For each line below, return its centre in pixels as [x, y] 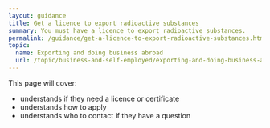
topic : [19, 46]
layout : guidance [37, 16]
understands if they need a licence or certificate [100, 98]
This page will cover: [43, 83]
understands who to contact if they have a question [105, 115]
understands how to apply [63, 107]
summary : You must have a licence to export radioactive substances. [127, 30]
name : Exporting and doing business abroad [89, 53]
